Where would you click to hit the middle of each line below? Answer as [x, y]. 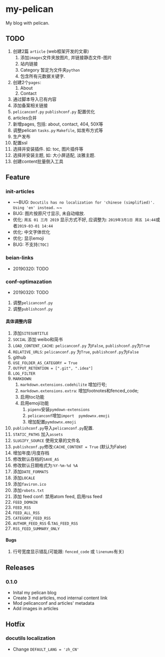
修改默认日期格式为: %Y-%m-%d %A [45, 465]
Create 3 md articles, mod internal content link [60, 598]
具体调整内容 [19, 321]
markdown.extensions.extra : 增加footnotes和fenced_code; [80, 391]
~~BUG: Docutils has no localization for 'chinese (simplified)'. [84, 202]
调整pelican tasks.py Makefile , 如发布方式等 [58, 130]
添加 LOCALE [24, 478]
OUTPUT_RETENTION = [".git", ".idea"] [53, 369]
